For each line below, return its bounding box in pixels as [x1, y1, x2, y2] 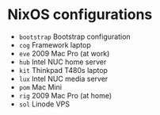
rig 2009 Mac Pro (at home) [18, 90, 112, 100]
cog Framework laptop [18, 40, 92, 49]
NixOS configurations [7, 6, 153, 24]
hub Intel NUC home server [18, 57, 107, 67]
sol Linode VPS [18, 99, 70, 109]
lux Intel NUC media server [18, 74, 109, 83]
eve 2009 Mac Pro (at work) [18, 48, 110, 58]
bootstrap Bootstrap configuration [18, 32, 131, 41]
